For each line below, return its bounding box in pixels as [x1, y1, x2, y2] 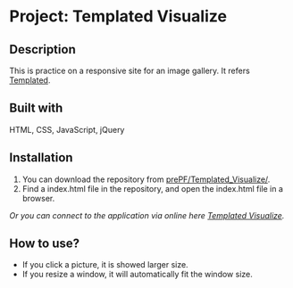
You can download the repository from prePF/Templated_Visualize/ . [21, 174, 271, 185]
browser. [21, 193, 55, 203]
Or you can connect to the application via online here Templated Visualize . [9, 210, 285, 220]
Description [9, 42, 76, 57]
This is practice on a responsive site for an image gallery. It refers [9, 65, 250, 76]
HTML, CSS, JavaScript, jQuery [9, 124, 125, 135]
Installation [9, 150, 73, 166]
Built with [9, 101, 63, 116]
